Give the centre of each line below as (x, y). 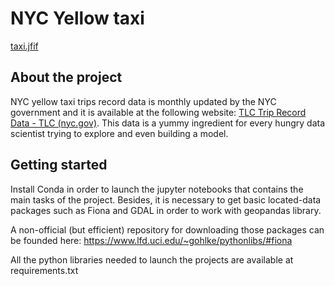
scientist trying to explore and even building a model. (119, 133)
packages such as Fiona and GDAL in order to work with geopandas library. (166, 210)
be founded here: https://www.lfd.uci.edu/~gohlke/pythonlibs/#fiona (151, 240)
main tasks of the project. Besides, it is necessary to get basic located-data (166, 199)
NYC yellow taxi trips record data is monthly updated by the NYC (143, 101)
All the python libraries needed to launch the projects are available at (152, 259)
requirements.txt (44, 270)
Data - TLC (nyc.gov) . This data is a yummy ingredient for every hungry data (168, 123)
